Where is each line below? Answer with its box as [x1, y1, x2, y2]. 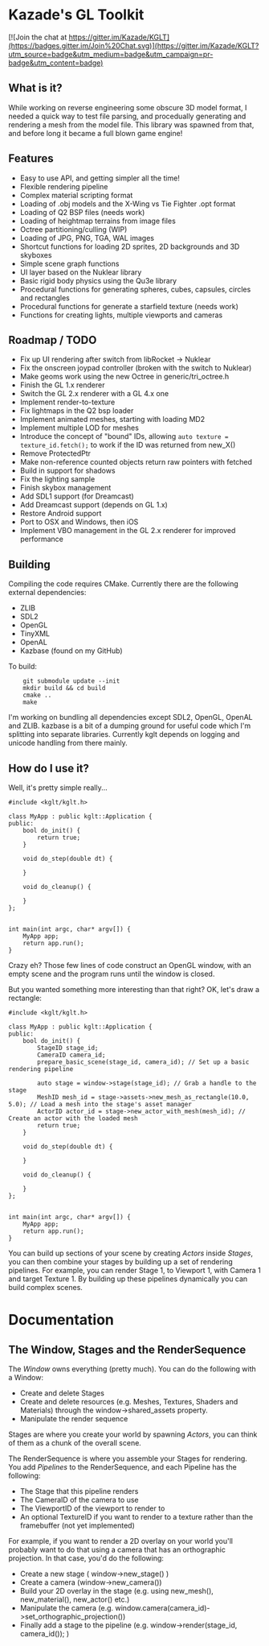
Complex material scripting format [19, 190, 133, 200]
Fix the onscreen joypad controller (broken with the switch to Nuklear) [19, 363, 252, 373]
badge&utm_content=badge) [8, 58, 104, 68]
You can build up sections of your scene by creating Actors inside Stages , [8, 1248, 254, 1258]
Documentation [8, 1311, 115, 1330]
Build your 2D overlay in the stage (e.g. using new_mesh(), [19, 1586, 214, 1595]
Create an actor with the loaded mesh [8, 1115, 138, 1123]
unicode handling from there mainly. [8, 738, 128, 748]
